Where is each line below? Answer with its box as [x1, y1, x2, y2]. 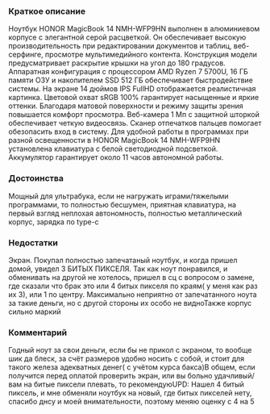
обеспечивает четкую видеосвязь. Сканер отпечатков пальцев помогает [8, 119, 262, 128]
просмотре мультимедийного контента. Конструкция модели [44, 50, 258, 60]
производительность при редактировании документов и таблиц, [8, 41, 232, 51]
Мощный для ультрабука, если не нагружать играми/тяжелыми [8, 191, 229, 201]
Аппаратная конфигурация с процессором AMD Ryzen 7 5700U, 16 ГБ [8, 67, 248, 77]
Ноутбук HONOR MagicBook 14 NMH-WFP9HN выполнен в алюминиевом [8, 24, 260, 34]
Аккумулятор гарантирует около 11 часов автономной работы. [8, 153, 224, 162]
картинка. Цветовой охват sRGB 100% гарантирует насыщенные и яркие [8, 93, 260, 102]
